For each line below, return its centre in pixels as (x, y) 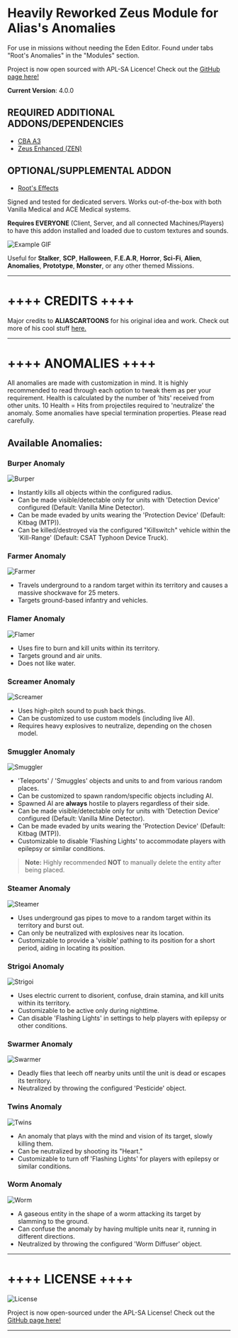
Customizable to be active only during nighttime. (88, 1010)
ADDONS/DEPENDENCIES (66, 124)
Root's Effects (38, 188)
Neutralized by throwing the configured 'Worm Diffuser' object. (110, 1244)
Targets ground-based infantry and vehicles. (83, 601)
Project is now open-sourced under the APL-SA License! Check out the (111, 1312)
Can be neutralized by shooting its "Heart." (80, 1151)
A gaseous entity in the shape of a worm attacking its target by (109, 1213)
